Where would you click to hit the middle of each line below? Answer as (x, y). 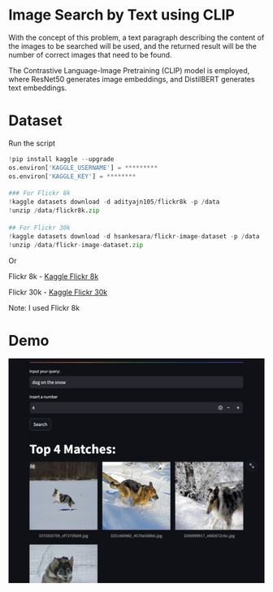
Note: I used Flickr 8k (44, 307)
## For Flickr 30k (39, 228)
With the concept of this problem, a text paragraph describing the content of (136, 37)
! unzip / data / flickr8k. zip (54, 211)
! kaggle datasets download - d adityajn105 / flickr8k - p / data (114, 202)
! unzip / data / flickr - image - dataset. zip (76, 245)
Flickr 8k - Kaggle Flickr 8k (54, 276)
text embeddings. (38, 88)
